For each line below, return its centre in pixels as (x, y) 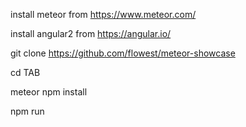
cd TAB (25, 72)
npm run (27, 111)
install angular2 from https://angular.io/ (91, 33)
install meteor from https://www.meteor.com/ (103, 14)
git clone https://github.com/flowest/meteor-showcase (123, 53)
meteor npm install (49, 92)
